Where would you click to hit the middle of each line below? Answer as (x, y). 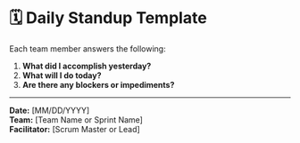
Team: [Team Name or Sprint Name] (76, 119)
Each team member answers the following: (88, 48)
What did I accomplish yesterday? (87, 66)
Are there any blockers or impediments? (98, 84)
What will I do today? (62, 75)
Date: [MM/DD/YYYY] (50, 110)
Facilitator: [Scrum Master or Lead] (75, 129)
